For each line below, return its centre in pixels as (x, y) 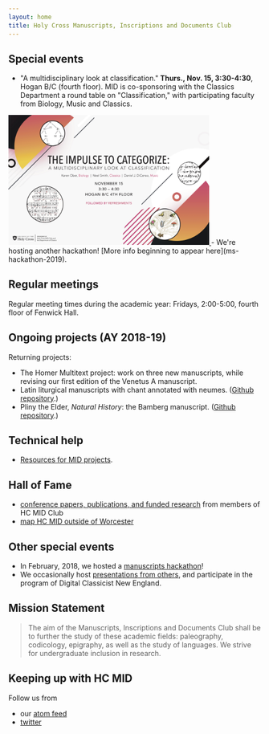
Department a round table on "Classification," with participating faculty (137, 96)
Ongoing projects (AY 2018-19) (88, 338)
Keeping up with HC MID (70, 679)
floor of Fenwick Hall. (43, 312)
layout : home (30, 17)
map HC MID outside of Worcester (77, 521)
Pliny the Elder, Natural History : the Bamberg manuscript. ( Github (128, 406)
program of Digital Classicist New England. (91, 583)
